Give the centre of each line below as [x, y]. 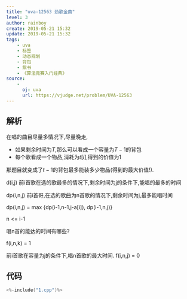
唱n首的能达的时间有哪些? [38, 231]
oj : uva [32, 90]
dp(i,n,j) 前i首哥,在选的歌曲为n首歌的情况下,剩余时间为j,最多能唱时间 [90, 195]
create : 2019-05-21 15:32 [38, 28]
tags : [13, 40]
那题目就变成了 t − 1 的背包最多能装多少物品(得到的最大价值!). [80, 170]
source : [16, 78]
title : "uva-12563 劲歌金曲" [41, 12]
